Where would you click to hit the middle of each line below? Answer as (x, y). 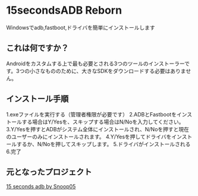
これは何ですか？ (37, 48)
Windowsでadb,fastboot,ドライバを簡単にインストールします (81, 27)
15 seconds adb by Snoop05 (41, 186)
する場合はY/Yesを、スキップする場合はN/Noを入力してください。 (103, 122)
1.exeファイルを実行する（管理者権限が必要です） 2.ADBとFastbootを (92, 114)
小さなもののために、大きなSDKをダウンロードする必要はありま (108, 71)
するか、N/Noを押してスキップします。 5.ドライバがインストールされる (103, 144)
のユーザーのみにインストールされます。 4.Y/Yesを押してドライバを (89, 137)
